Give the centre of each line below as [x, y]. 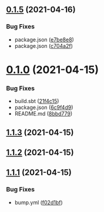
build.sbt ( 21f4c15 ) [37, 101]
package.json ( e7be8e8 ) [44, 39]
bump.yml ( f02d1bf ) [38, 202]
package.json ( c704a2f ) [44, 46]
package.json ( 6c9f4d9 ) [44, 107]
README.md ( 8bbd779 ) [43, 114]
